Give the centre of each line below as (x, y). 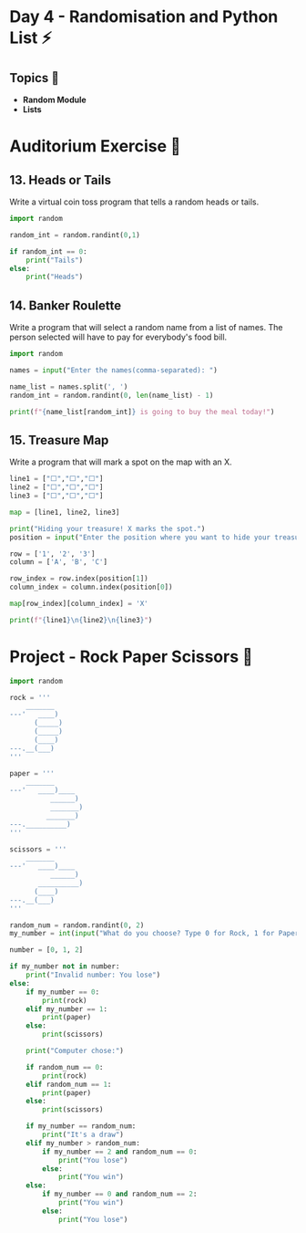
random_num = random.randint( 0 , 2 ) (77, 925)
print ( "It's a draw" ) (83, 1135)
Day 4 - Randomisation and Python (144, 17)
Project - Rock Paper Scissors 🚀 (131, 657)
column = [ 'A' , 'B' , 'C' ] (58, 562)
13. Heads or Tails (61, 180)
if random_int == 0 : (49, 251)
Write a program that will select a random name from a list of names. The (146, 328)
